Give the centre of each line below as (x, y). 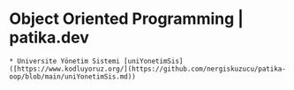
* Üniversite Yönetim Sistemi (65, 61)
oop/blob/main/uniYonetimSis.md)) (73, 76)
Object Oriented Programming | (127, 19)
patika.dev (49, 37)
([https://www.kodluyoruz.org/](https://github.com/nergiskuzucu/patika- (148, 69)
